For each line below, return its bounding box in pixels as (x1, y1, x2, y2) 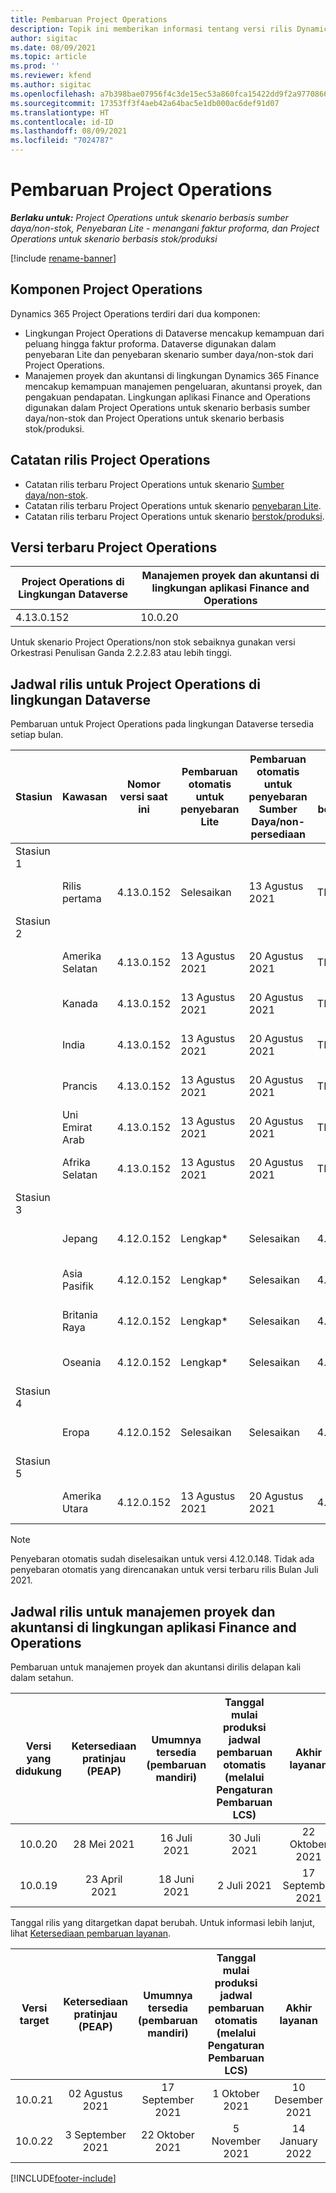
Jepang (61, 1232, 98, 1246)
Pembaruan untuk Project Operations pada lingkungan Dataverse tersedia (10, 718, 314, 730)
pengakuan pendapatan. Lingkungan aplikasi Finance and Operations (24, 391, 311, 403)
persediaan (250, 827, 306, 841)
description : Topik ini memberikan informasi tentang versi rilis (10, 24, 293, 34)
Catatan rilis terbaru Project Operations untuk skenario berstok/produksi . (24, 510, 325, 522)
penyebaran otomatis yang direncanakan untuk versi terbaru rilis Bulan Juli (10, 1564, 319, 1576)
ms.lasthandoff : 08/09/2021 (10, 126, 128, 136)
